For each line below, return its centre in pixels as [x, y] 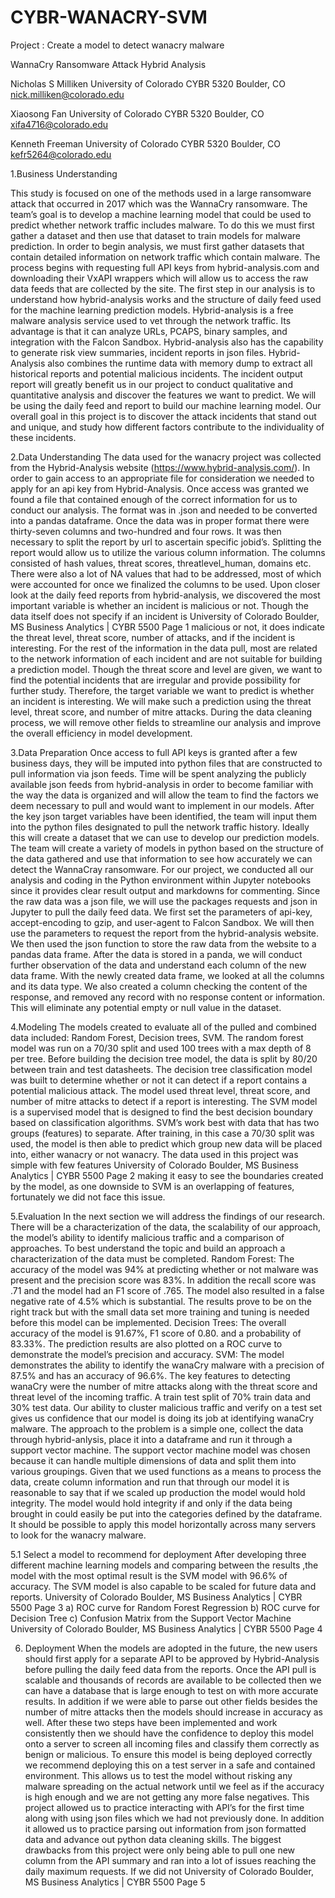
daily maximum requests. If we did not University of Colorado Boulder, [169, 1871]
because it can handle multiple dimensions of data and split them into [153, 1460]
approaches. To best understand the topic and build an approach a [148, 1248]
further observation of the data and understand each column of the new [158, 965]
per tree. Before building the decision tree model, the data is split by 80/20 [164, 1058]
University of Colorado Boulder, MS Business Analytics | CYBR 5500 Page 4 [166, 1628]
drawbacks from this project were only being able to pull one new [160, 1850]
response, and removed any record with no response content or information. [168, 997]
